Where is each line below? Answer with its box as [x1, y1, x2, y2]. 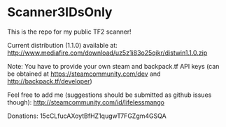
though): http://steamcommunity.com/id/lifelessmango [7, 98, 165, 106]
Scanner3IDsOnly [7, 4, 113, 20]
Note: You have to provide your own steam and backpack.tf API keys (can [7, 62, 220, 70]
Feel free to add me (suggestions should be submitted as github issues [7, 91, 212, 99]
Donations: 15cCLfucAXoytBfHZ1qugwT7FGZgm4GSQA [7, 112, 167, 120]
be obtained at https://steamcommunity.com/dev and [7, 69, 161, 78]
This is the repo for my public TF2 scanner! [7, 27, 132, 36]
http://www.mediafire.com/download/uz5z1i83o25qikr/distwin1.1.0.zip [7, 48, 208, 57]
